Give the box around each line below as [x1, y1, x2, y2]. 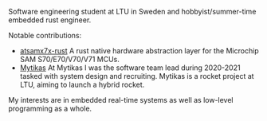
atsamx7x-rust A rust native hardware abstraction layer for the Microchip [19, 46, 259, 55]
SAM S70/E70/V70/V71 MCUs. [19, 55, 120, 64]
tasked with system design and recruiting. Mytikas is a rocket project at [19, 72, 254, 80]
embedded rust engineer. [8, 15, 92, 25]
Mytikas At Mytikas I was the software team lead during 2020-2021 [19, 63, 241, 72]
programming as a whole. [8, 103, 92, 113]
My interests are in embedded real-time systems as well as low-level [8, 96, 234, 104]
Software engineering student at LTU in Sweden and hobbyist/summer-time [8, 7, 257, 16]
